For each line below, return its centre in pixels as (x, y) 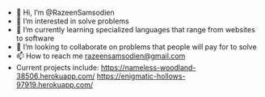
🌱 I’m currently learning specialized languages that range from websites (136, 30)
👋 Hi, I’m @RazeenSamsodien (65, 13)
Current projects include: (57, 67)
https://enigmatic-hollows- (141, 76)
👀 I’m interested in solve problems (72, 21)
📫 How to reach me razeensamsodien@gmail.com (101, 56)
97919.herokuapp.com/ (55, 84)
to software (35, 38)
